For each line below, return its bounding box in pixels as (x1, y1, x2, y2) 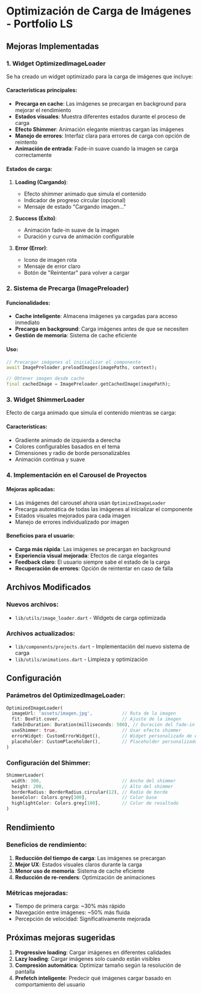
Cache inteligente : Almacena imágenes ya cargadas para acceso (14, 313, 178, 320)
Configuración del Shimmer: (6, 759, 91, 767)
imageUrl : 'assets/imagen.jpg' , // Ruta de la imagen (11, 710, 176, 716)
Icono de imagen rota (23, 256, 77, 264)
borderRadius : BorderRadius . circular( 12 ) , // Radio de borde (11, 789, 168, 795)
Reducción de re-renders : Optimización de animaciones (14, 873, 155, 881)
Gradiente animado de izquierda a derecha (14, 436, 121, 444)
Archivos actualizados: (6, 629, 75, 637)
